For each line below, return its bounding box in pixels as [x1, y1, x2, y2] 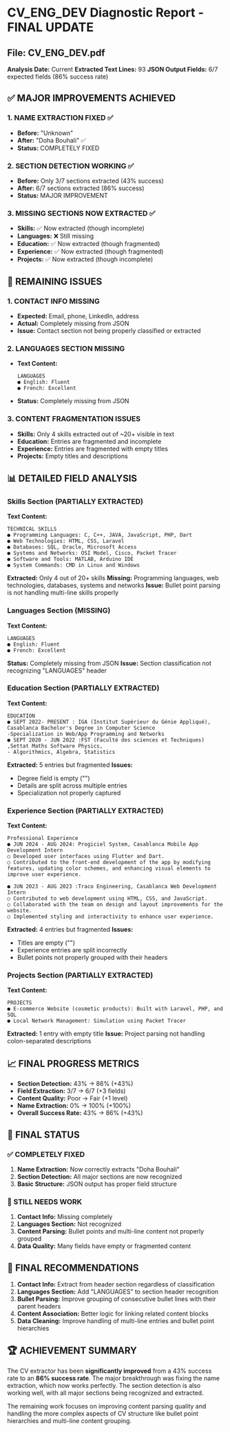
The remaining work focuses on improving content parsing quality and [7, 1402, 207, 1410]
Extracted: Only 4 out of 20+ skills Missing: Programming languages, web [7, 574, 219, 582]
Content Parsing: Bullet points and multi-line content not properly [17, 1227, 205, 1236]
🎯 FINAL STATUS [7, 1129, 81, 1141]
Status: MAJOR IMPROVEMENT [17, 191, 108, 199]
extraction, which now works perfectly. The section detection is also [7, 1381, 201, 1389]
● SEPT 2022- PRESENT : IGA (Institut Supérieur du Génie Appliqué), [7, 718, 211, 725]
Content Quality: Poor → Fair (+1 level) [17, 1094, 128, 1103]
